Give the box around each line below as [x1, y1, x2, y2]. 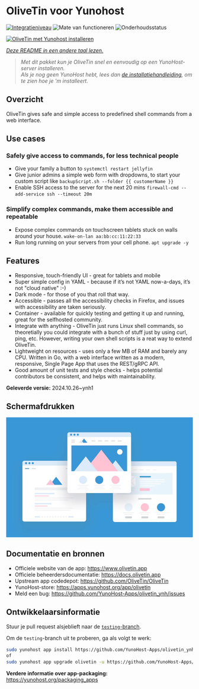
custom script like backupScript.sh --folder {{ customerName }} [14, 178, 174, 185]
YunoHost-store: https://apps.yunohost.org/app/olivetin [14, 583, 151, 590]
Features [6, 256, 40, 266]
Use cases [6, 134, 46, 144]
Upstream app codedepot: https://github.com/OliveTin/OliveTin [14, 577, 169, 584]
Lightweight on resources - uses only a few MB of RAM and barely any [14, 347, 188, 355]
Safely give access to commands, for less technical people [6, 151, 179, 160]
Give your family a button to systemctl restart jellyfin [14, 165, 153, 172]
